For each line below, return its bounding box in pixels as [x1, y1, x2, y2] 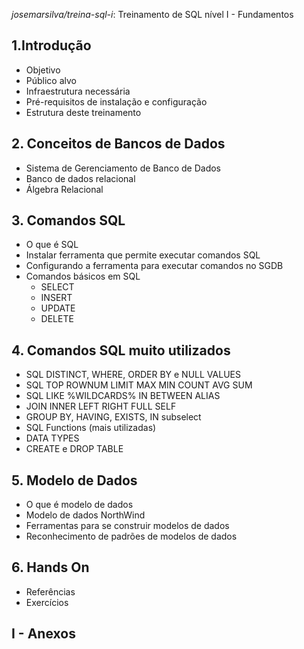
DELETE [40, 313, 74, 325]
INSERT [40, 292, 73, 304]
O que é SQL [25, 239, 79, 251]
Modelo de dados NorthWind [25, 509, 146, 521]
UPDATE [40, 302, 76, 314]
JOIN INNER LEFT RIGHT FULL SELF [25, 400, 177, 413]
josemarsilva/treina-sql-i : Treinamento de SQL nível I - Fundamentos [11, 9, 294, 20]
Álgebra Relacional [25, 183, 104, 195]
